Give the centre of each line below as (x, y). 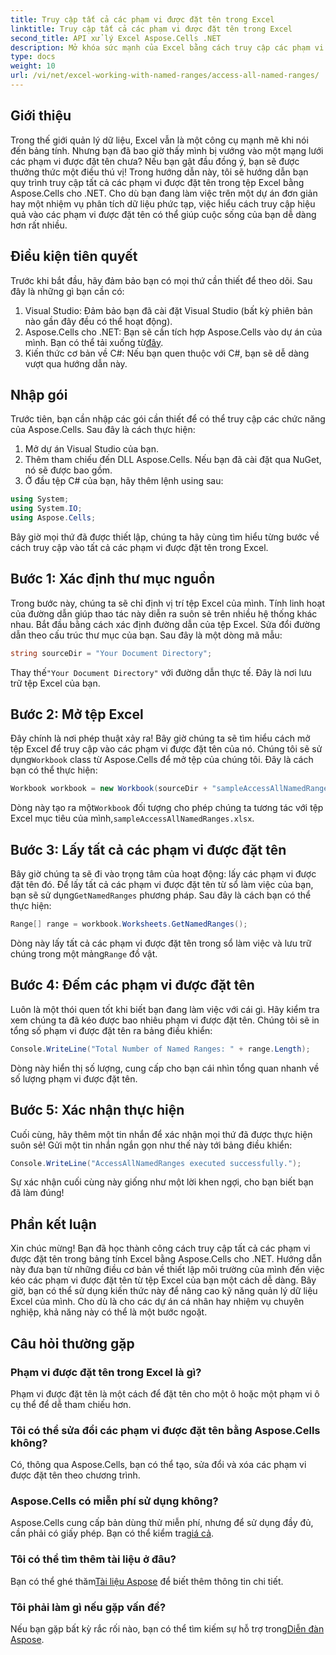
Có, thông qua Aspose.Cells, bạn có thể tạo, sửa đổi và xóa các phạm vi (158, 1465)
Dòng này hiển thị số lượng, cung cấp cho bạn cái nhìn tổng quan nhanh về (165, 1068)
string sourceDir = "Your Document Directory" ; (111, 653)
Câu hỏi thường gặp (72, 1343)
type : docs (33, 57)
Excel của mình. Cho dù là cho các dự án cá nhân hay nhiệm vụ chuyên (157, 1302)
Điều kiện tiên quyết (74, 256)
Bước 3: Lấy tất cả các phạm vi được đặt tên (148, 849)
